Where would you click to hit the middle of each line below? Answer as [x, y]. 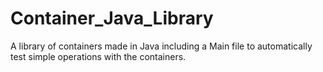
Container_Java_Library [112, 18]
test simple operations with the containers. [98, 56]
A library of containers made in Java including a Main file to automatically [161, 46]
